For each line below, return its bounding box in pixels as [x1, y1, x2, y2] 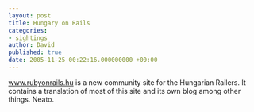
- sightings [8, 33, 48, 42]
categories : [8, 26, 48, 34]
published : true [8, 48, 62, 56]
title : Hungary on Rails [8, 19, 90, 27]
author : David [8, 41, 56, 49]
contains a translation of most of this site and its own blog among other [8, 86, 241, 95]
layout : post [8, 11, 52, 20]
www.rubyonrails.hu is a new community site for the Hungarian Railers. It [8, 77, 246, 87]
